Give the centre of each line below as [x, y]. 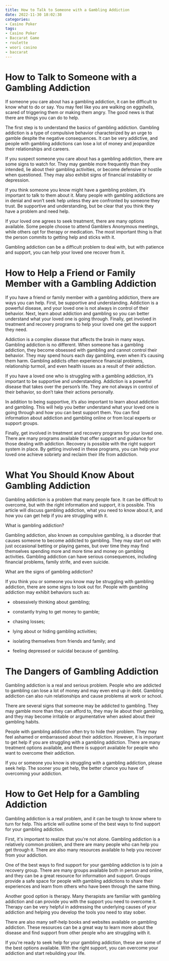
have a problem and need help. [37, 211]
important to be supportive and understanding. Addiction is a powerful [78, 381]
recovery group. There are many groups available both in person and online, [84, 870]
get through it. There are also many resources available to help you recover [83, 850]
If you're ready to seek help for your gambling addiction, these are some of [83, 943]
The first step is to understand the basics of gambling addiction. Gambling [82, 128]
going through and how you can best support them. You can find [72, 413]
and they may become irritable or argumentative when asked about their [80, 716]
